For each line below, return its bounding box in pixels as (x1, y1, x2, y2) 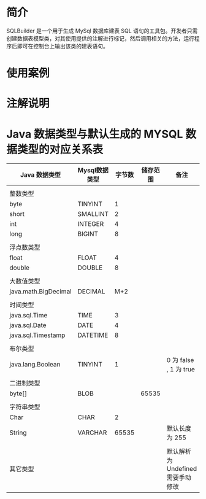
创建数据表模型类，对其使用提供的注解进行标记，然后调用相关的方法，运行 (6, 34, 194, 42)
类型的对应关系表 (17, 142, 104, 157)
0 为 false (166, 356, 194, 365)
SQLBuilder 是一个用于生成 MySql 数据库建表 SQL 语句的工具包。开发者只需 (6, 27, 198, 34)
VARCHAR (77, 428, 107, 437)
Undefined (166, 465, 197, 473)
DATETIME (77, 331, 109, 339)
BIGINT (77, 230, 99, 238)
